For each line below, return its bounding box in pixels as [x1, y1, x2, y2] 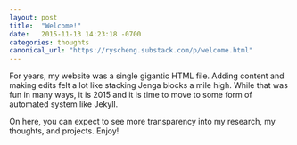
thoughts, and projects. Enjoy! [9, 125, 120, 136]
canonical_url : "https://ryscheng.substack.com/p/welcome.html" [9, 46, 253, 55]
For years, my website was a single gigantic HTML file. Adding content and [9, 70, 285, 81]
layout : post [9, 12, 58, 22]
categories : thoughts [9, 37, 90, 47]
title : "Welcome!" [9, 21, 82, 30]
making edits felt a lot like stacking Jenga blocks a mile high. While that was [9, 80, 288, 91]
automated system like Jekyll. [9, 99, 119, 109]
